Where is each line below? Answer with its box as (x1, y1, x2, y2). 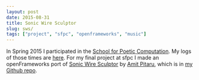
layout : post (6, 8, 39, 15)
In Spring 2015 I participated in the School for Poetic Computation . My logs (6, 48, 192, 55)
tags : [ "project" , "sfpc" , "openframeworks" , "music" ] (6, 31, 147, 37)
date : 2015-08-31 (6, 14, 50, 20)
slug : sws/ (6, 25, 34, 32)
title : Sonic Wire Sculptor (6, 20, 77, 26)
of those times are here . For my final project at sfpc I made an (6, 54, 159, 61)
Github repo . (6, 67, 37, 74)
